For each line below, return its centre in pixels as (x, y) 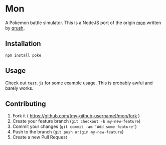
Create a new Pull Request (40, 137)
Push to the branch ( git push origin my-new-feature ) (68, 132)
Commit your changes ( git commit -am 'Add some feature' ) (74, 126)
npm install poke (23, 55)
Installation (23, 44)
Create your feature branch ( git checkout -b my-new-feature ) (76, 121)
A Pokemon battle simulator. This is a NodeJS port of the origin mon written (83, 23)
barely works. (19, 88)
